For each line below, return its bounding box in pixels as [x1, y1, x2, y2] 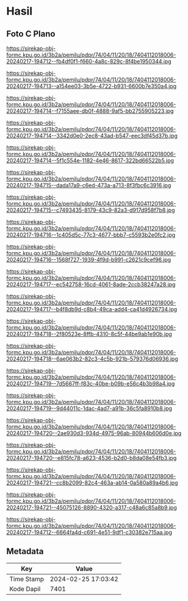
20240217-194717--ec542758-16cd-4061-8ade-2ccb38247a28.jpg [6, 281, 176, 288]
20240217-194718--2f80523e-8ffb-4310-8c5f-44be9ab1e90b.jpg [6, 331, 172, 337]
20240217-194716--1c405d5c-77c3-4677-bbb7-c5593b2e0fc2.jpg [6, 231, 176, 239]
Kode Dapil [9, 585, 41, 593]
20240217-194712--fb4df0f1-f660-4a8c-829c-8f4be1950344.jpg [6, 58, 172, 65]
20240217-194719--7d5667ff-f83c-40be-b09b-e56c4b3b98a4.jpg [6, 380, 175, 387]
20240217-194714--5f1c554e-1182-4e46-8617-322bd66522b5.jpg [6, 157, 174, 164]
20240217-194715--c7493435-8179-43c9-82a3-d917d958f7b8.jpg [6, 206, 175, 214]
